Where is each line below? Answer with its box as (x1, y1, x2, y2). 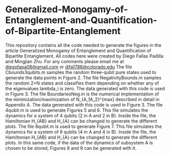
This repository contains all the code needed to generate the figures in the (5, 42, 162, 48)
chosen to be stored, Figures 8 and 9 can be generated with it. (5, 145, 137, 151)
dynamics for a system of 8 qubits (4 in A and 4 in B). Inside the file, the (5, 128, 157, 135)
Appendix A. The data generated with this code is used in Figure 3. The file (5, 101, 163, 108)
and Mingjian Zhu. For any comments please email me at (5, 58, 124, 64)
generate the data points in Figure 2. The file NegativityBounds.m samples (5, 74, 162, 81)
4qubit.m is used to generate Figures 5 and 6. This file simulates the (5, 107, 149, 113)
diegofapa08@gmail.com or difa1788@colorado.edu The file (5, 64, 132, 70)
